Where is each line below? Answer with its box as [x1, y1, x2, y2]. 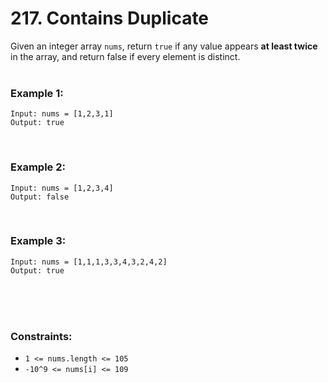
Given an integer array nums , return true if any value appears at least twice [10, 40, 318, 52]
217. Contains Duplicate [10, 7, 210, 30]
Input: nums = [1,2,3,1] [10, 109, 114, 119]
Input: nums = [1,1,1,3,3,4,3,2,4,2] [10, 257, 168, 267]
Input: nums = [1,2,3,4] [10, 183, 114, 193]
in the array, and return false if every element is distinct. [10, 50, 241, 62]
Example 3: [10, 234, 67, 248]
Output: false [10, 192, 70, 202]
